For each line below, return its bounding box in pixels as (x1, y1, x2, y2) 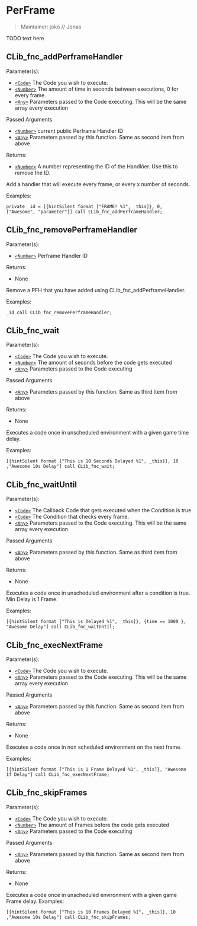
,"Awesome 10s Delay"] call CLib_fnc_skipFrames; (6, 914, 131, 920)
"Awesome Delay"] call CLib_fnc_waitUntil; (6, 624, 115, 630)
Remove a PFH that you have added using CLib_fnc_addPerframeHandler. (6, 286, 186, 293)
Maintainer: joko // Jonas (20, 23, 82, 30)
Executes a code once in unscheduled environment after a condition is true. (6, 589, 190, 596)
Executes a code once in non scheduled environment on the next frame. (6, 743, 182, 751)
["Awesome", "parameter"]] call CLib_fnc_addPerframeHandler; (6, 209, 163, 215)
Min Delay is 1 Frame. (6, 596, 58, 603)
